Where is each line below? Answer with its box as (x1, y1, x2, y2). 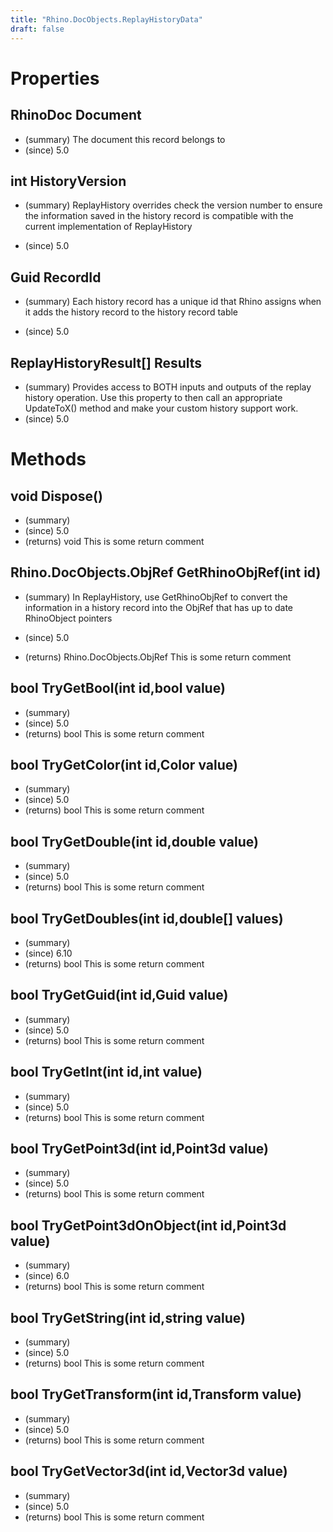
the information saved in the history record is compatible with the (24, 210, 294, 222)
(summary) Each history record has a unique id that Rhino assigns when (24, 296, 322, 308)
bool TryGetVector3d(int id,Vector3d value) (10, 1463, 288, 1480)
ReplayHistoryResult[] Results (10, 354, 203, 371)
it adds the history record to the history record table (24, 306, 239, 318)
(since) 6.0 (24, 1270, 70, 1282)
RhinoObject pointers (24, 612, 113, 624)
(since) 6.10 (24, 947, 73, 959)
